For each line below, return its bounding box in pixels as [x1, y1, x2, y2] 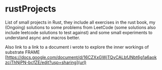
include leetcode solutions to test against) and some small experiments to [5, 29, 153, 35]
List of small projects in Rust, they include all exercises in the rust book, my [5, 19, 156, 25]
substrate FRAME [5, 49, 40, 55]
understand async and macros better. [5, 35, 80, 41]
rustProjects [5, 3, 56, 14]
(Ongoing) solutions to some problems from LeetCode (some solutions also [5, 24, 156, 30]
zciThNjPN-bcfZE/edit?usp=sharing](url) [5, 59, 87, 65]
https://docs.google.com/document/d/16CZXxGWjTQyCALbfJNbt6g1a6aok [6, 54, 157, 60]
